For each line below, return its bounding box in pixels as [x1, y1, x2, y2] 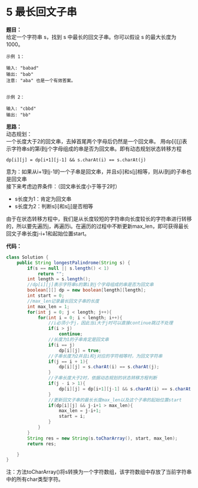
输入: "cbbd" [6, 106, 37, 112]
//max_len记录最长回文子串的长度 [27, 298, 100, 304]
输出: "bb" [6, 112, 31, 118]
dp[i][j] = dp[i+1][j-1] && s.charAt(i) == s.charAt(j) [6, 157, 146, 163]
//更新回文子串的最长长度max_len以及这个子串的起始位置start [48, 397, 182, 403]
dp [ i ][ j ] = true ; [58, 348, 101, 353]
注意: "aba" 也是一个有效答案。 [6, 77, 76, 83]
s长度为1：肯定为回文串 [14, 195, 72, 202]
